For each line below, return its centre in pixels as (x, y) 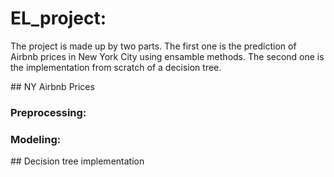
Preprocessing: (48, 112)
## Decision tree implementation (77, 161)
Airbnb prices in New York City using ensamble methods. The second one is (167, 56)
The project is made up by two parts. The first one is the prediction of (153, 46)
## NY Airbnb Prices (52, 86)
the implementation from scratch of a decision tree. (116, 67)
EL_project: (58, 18)
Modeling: (36, 139)
